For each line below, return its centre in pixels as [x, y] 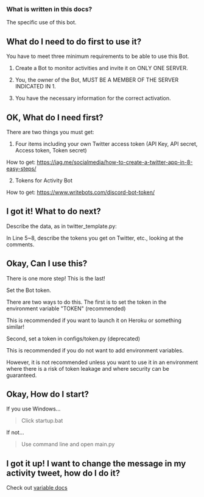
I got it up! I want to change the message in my [96, 463]
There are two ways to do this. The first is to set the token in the [86, 302]
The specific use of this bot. [41, 23]
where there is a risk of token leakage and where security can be [88, 368]
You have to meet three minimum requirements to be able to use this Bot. [98, 56]
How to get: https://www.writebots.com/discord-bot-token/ [81, 192]
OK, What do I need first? [55, 117]
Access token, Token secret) [51, 150]
